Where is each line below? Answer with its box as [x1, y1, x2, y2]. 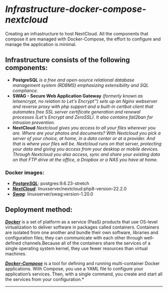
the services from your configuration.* [5, 276, 84, 282]
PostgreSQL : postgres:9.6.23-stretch [12, 180, 89, 186]
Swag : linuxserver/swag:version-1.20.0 [12, 191, 93, 197]
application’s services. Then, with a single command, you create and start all [5, 271, 162, 277]
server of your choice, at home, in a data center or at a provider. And [12, 135, 155, 141]
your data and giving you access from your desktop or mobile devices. [12, 146, 159, 152]
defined [5, 240, 21, 246]
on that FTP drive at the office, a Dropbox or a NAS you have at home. [12, 156, 158, 162]
